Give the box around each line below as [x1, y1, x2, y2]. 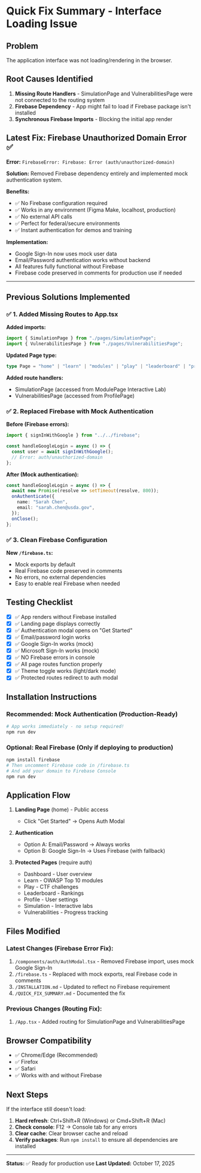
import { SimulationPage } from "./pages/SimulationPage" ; [6, 335, 157, 341]
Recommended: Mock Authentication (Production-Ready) [6, 709, 178, 718]
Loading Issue [6, 17, 78, 31]
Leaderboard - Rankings [23, 889, 84, 897]
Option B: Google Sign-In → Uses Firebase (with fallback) [23, 847, 166, 855]
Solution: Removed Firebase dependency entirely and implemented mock [6, 170, 188, 177]
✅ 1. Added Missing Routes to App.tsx [6, 310, 118, 318]
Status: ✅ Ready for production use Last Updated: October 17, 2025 [6, 1160, 175, 1167]
